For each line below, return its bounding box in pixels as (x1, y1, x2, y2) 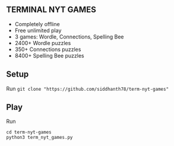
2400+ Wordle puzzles (14, 39, 71, 46)
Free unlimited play (14, 27, 62, 34)
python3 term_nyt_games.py (6, 135, 73, 141)
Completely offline (14, 20, 61, 27)
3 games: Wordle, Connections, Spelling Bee (14, 33, 124, 40)
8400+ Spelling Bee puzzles (14, 52, 84, 59)
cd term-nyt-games (6, 129, 52, 135)
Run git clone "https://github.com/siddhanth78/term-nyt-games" (6, 85, 169, 92)
